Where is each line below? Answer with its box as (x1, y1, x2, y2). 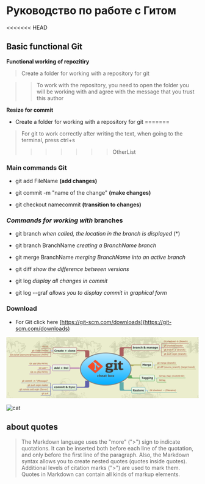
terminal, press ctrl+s (21, 136, 75, 143)
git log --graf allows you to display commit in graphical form (15, 289, 168, 297)
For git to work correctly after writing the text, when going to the (21, 129, 183, 137)
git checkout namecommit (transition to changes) (15, 201, 142, 208)
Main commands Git (6, 163, 67, 172)
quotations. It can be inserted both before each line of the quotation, (21, 444, 193, 452)
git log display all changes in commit (15, 277, 108, 284)
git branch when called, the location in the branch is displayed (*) (15, 230, 181, 237)
